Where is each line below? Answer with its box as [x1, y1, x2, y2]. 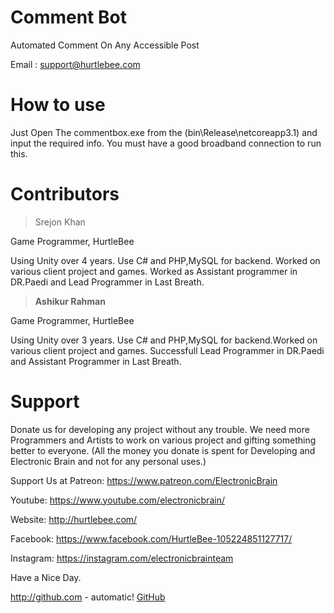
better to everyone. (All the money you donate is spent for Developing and [10, 444, 316, 456]
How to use [10, 94, 106, 116]
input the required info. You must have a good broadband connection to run [10, 137, 322, 149]
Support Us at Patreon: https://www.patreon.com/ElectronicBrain [10, 474, 278, 486]
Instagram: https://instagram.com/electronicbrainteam [10, 552, 234, 564]
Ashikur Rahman [34, 295, 106, 307]
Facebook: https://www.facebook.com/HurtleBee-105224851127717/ [10, 532, 293, 545]
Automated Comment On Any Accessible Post [10, 39, 200, 51]
